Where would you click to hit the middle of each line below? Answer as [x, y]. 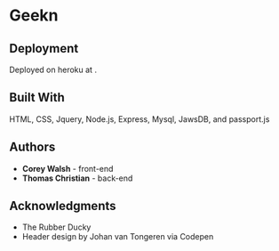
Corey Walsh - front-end [68, 168]
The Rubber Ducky [56, 227]
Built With [37, 97]
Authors [32, 147]
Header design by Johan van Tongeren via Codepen [118, 237]
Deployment [44, 49]
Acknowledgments [63, 206]
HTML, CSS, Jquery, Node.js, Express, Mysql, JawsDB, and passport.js [139, 119]
